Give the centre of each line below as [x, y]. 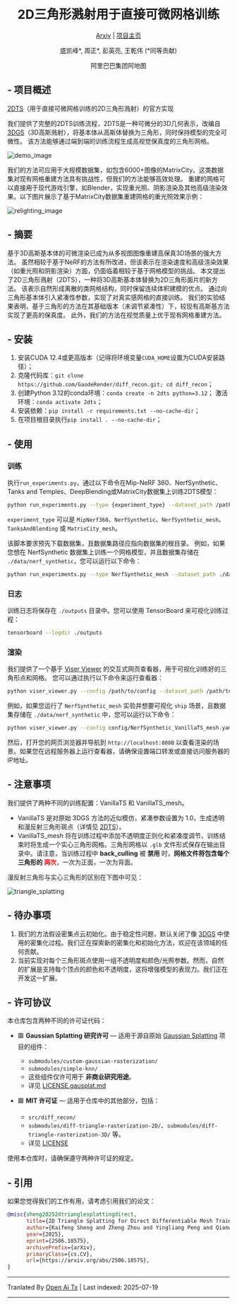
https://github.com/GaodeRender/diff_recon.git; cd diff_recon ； [115, 384]
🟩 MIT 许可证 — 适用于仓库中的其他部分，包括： [89, 1100]
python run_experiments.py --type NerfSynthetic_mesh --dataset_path [112, 574]
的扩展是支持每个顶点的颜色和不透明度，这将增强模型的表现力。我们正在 [122, 969]
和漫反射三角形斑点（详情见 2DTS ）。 [71, 827]
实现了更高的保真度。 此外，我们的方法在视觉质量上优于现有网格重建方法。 [116, 315]
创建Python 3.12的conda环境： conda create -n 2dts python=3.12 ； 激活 [122, 393]
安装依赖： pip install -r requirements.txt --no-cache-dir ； [109, 410]
